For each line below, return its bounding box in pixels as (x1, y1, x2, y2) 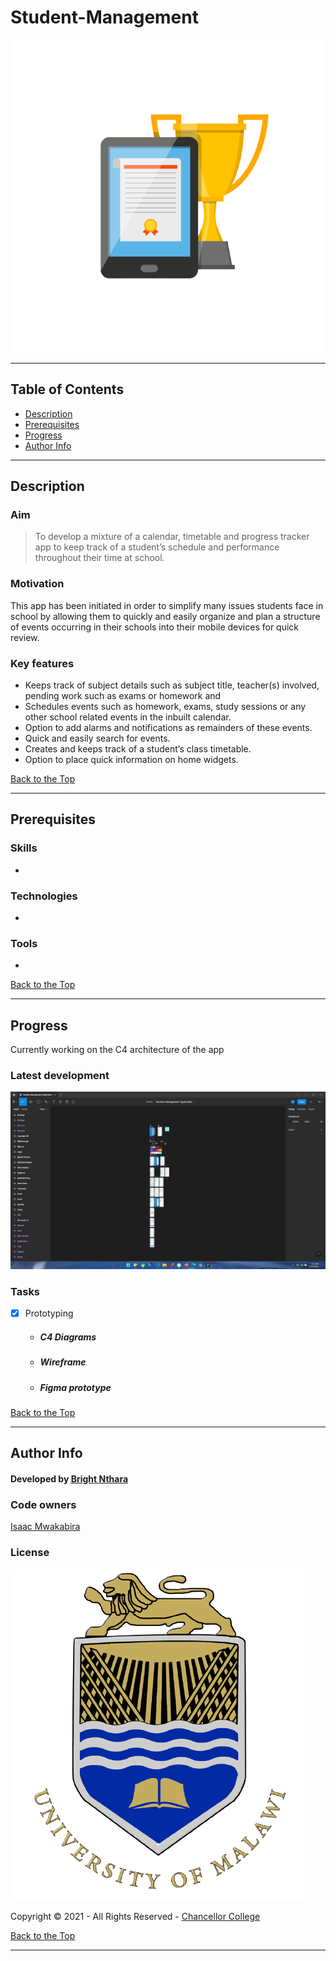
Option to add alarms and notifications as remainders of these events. (24, 722, 313, 734)
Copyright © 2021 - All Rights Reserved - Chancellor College (10, 1910, 261, 1922)
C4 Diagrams (39, 1331, 97, 1343)
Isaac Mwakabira (10, 1521, 81, 1533)
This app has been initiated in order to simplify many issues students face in (10, 599, 324, 611)
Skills (10, 841, 38, 855)
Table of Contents (10, 381, 125, 398)
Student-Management (10, 6, 199, 29)
